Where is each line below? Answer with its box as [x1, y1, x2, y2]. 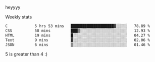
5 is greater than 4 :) [5, 51, 48, 57]
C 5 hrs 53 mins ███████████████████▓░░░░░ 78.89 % [5, 23, 150, 28]
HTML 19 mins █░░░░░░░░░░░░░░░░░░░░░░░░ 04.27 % [5, 32, 150, 38]
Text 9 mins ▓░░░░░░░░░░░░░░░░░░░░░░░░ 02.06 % [5, 37, 150, 42]
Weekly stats [5, 14, 32, 19]
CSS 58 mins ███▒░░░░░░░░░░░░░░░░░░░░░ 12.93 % [5, 28, 150, 33]
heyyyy [5, 4, 21, 10]
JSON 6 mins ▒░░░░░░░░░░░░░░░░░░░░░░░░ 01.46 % [5, 42, 150, 47]
